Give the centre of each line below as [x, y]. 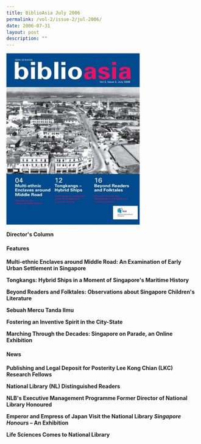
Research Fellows [29, 374]
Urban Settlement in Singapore [46, 269]
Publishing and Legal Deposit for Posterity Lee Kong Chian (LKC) [90, 368]
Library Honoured [29, 404]
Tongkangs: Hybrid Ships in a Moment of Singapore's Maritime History [98, 280]
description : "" [27, 39]
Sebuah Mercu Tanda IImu [40, 310]
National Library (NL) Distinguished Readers [63, 386]
